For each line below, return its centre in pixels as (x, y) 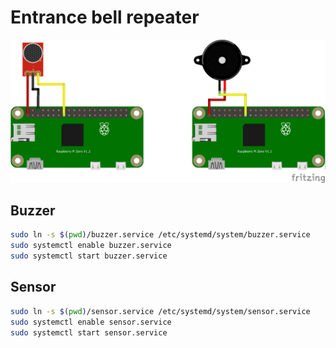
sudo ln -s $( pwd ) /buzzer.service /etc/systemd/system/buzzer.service (160, 235)
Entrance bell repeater (105, 17)
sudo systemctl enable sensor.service (91, 322)
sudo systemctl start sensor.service (89, 332)
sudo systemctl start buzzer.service (89, 256)
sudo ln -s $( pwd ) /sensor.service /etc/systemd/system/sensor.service (160, 311)
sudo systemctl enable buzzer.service (91, 246)
